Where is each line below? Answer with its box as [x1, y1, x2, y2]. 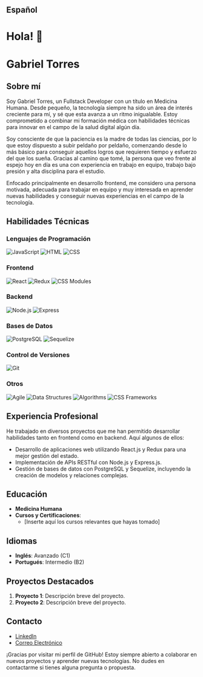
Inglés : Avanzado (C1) [15, 552, 71, 559]
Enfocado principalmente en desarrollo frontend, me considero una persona [6, 179, 196, 186]
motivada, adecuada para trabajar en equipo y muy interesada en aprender [6, 186, 194, 193]
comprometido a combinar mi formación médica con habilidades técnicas [6, 117, 190, 124]
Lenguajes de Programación [6, 234, 91, 243]
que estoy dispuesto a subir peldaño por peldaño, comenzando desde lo [6, 141, 188, 149]
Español [6, 5, 38, 15]
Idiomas [6, 536, 38, 546]
